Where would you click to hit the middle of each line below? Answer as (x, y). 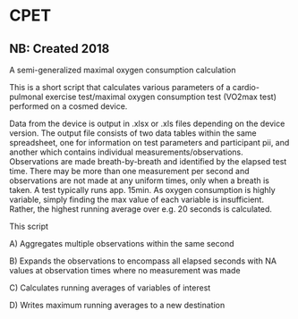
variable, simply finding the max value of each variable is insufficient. (136, 199)
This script (29, 226)
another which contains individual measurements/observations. (126, 152)
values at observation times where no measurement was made (125, 270)
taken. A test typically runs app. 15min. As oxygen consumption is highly (142, 190)
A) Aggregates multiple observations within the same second (122, 243)
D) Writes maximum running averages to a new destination (117, 305)
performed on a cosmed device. (68, 106)
